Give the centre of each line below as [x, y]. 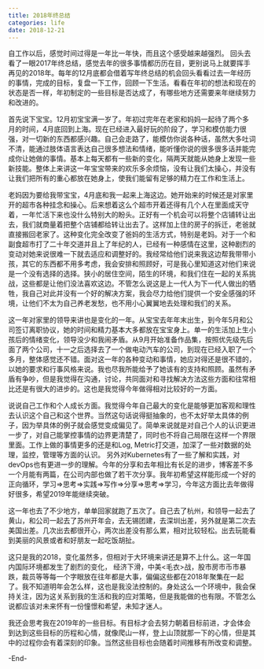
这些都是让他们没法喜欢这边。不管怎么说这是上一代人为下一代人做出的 [135, 283]
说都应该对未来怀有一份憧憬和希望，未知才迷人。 [87, 606]
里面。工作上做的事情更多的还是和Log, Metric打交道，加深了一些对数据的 [126, 445]
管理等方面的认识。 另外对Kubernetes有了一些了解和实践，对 [141, 455]
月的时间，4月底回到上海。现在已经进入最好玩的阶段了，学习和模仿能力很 [128, 129]
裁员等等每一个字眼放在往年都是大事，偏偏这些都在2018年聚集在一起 [133, 577]
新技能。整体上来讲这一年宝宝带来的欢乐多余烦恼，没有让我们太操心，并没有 [132, 168]
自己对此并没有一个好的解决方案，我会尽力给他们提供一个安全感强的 [139, 294]
